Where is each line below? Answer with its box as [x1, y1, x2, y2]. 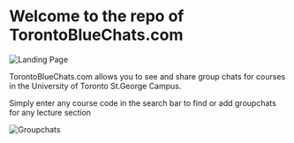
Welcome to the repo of [9, 6, 185, 26]
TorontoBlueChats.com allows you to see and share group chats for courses [9, 71, 286, 81]
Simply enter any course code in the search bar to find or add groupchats [9, 97, 276, 108]
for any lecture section [9, 107, 91, 117]
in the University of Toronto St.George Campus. [9, 80, 182, 91]
